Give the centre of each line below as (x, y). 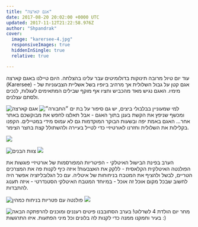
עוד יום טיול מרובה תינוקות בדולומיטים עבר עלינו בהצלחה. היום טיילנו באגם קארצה (98, 78)
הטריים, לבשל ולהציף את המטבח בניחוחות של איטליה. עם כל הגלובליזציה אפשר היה (99, 175)
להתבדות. (17, 187)
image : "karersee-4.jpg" (42, 39)
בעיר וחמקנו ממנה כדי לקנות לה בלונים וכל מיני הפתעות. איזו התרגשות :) (86, 217)
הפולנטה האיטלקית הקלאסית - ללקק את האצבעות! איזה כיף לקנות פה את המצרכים (98, 168)
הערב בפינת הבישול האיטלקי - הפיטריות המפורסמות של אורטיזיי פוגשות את (90, 162)
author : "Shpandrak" (32, 28)
